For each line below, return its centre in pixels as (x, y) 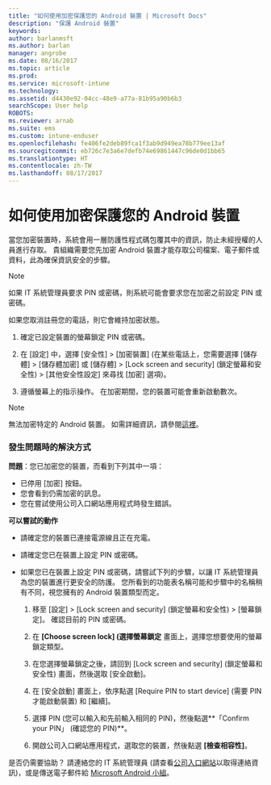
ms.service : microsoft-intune (59, 83)
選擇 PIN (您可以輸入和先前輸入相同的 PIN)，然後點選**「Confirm (141, 718)
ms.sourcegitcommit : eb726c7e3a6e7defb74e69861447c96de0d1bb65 (117, 151)
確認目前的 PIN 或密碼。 (91, 620)
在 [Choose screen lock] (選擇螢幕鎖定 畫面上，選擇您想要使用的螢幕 (147, 637)
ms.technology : (34, 91)
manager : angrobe (38, 53)
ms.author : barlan (39, 46)
